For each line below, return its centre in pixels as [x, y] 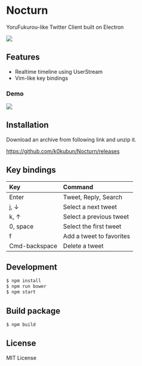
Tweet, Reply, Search [93, 197]
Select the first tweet [92, 226]
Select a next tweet [90, 206]
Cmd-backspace [33, 245]
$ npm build [21, 325]
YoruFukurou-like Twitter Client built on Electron [65, 27]
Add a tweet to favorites [96, 236]
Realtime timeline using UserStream [59, 71]
